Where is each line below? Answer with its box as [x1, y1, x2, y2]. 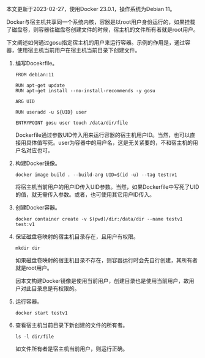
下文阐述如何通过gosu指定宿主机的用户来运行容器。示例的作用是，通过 [6, 39, 185, 46]
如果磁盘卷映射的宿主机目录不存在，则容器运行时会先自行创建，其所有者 [15, 257, 198, 264]
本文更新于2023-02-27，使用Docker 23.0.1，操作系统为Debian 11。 [6, 5, 176, 12]
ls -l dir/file [15, 334, 54, 340]
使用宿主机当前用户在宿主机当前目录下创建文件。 [17, 46, 141, 54]
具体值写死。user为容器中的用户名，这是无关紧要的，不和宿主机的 [26, 139, 193, 146]
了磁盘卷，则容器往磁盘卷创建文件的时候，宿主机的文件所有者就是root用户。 [6, 26, 199, 33]
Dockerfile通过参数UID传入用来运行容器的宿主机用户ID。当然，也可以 [15, 131, 190, 139]
